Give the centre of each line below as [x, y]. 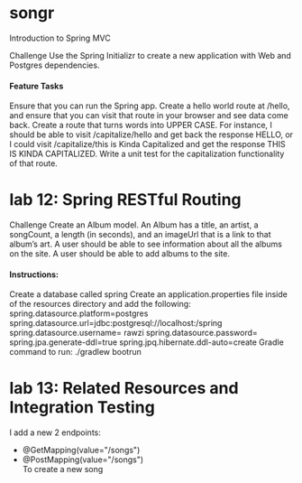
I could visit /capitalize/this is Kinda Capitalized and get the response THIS [147, 144]
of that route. [34, 163]
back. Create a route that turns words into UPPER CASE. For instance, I [141, 125]
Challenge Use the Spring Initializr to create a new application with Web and [150, 55]
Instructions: [34, 274]
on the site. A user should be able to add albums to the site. [119, 254]
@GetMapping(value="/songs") [81, 450]
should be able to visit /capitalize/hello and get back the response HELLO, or [151, 135]
